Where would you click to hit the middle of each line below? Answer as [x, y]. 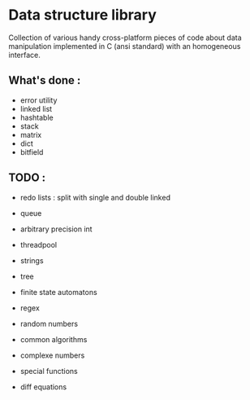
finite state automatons [58, 292]
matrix [31, 134]
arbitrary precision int [56, 229]
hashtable [37, 117]
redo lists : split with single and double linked [95, 197]
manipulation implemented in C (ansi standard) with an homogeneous [125, 46]
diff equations [43, 387]
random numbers [49, 323]
